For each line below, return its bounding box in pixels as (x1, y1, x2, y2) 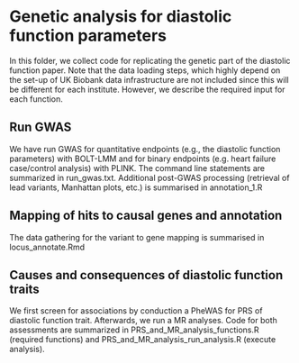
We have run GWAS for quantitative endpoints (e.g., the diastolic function (9, 143, 281, 154)
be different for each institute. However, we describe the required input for (9, 84, 285, 95)
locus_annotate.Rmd (9, 241, 86, 252)
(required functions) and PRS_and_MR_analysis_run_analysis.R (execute (9, 334, 276, 345)
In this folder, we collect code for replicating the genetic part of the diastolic (9, 55, 291, 66)
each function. (9, 93, 63, 104)
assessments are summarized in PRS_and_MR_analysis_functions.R (9, 324, 259, 335)
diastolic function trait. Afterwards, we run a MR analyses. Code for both (9, 315, 277, 326)
